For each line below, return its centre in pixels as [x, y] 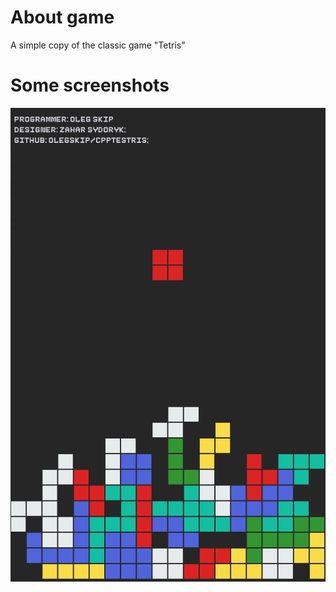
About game [62, 17]
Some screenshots [90, 85]
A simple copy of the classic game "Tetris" [98, 45]
